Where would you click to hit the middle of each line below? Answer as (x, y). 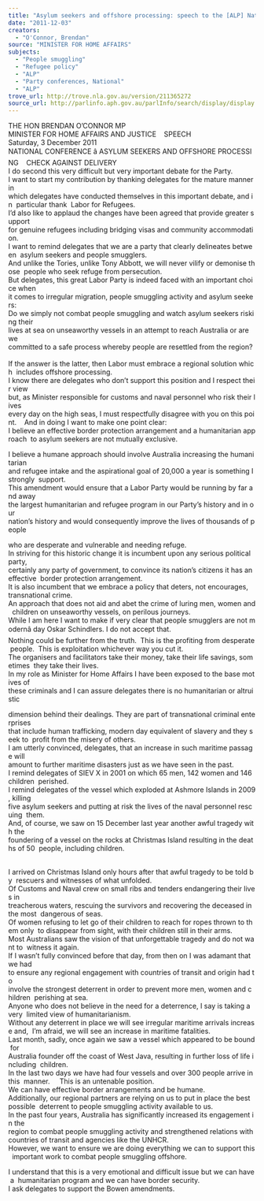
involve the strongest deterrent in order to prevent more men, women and (127, 989)
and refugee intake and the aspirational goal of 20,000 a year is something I (131, 471)
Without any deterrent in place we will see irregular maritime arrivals (119, 1023)
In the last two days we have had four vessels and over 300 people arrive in (131, 1073)
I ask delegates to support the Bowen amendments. (92, 1189)
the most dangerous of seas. (56, 914)
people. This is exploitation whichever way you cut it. (97, 649)
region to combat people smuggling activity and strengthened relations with (131, 1132)
